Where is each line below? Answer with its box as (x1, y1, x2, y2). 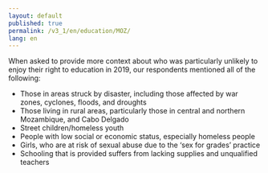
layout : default (8, 11, 63, 20)
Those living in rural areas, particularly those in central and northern (19, 106, 246, 116)
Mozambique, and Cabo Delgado (19, 114, 130, 125)
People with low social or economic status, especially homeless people (19, 132, 255, 142)
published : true (8, 19, 63, 27)
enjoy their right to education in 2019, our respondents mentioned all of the (8, 65, 256, 75)
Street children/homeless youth (19, 123, 124, 133)
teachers (19, 158, 50, 167)
